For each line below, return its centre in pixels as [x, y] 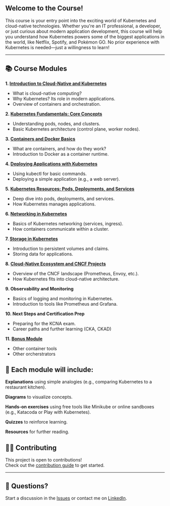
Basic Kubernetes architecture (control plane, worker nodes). [76, 129]
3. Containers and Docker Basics [40, 139]
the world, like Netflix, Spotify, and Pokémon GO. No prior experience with [82, 42]
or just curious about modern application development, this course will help [84, 31]
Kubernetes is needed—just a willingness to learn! [57, 47]
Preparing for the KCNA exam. [44, 323]
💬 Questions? [27, 486]
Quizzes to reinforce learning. [36, 422]
